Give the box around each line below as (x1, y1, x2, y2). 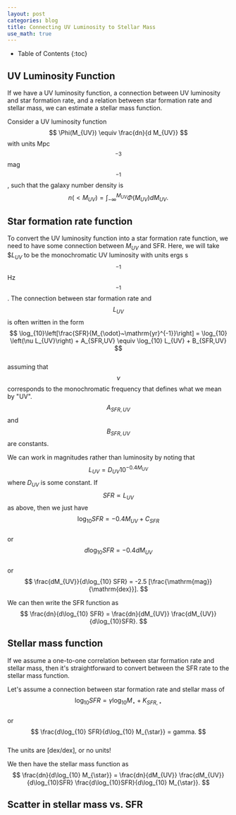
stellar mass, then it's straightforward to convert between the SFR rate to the (7, 664, 230, 672)
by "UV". (7, 392, 33, 400)
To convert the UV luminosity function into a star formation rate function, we (7, 234, 229, 242)
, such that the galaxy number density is (7, 181, 124, 189)
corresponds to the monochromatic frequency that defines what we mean (7, 385, 222, 393)
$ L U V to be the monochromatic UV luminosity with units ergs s (7, 251, 189, 261)
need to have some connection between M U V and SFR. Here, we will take (7, 242, 220, 252)
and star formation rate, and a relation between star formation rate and (7, 96, 213, 105)
